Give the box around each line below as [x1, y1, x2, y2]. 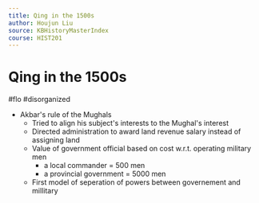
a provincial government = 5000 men [43, 169, 166, 179]
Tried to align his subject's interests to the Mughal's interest [31, 119, 229, 128]
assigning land [31, 135, 80, 145]
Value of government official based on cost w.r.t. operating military [31, 144, 252, 154]
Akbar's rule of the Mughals [19, 110, 112, 119]
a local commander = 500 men [43, 161, 145, 170]
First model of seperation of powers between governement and [31, 178, 241, 187]
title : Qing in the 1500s [8, 11, 94, 20]
